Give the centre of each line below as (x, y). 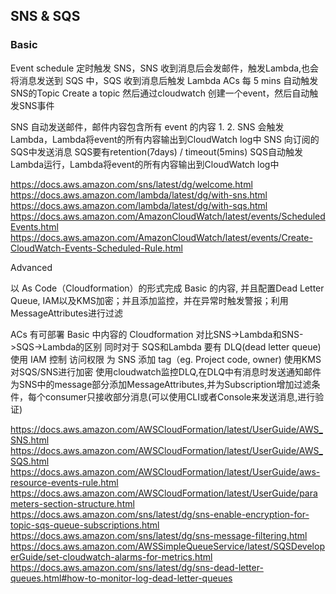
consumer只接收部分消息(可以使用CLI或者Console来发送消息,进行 (180, 396)
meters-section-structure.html (72, 503)
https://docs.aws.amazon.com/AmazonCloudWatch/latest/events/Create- (161, 237)
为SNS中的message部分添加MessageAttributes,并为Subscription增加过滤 (161, 384)
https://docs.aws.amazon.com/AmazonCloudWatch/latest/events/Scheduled (168, 216)
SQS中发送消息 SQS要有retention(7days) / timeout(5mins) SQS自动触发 (156, 151)
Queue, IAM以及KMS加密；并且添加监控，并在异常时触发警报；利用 (149, 300)
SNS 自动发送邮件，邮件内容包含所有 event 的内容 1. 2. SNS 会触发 (147, 126)
